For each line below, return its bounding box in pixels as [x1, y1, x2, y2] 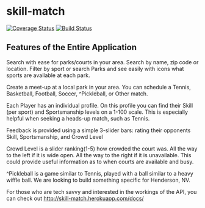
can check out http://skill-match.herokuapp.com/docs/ [6, 195, 145, 202]
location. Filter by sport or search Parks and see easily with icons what [6, 65, 184, 72]
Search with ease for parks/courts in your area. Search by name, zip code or [6, 58, 199, 65]
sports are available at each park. [6, 72, 90, 79]
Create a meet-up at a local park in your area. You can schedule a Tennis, [6, 83, 191, 91]
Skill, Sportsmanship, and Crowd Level [6, 133, 103, 140]
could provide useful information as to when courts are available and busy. [6, 158, 194, 165]
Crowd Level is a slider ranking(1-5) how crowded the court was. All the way [6, 145, 198, 152]
